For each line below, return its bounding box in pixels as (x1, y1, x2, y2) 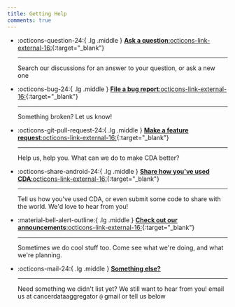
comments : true (7, 17, 52, 24)
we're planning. (17, 250, 62, 259)
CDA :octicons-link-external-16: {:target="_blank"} (17, 175, 159, 183)
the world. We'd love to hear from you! (17, 202, 129, 210)
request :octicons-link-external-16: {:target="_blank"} (17, 133, 169, 142)
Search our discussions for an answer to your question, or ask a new (17, 64, 215, 72)
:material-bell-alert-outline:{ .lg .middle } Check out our (17, 215, 178, 224)
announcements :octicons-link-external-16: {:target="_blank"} (17, 223, 195, 231)
